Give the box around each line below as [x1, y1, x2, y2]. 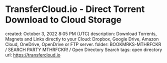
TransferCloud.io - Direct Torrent [5, 3, 145, 15]
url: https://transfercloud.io [5, 51, 61, 58]
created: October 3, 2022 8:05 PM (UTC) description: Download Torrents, [5, 30, 157, 36]
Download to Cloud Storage [5, 14, 121, 25]
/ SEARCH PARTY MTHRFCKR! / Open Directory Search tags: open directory [5, 46, 162, 52]
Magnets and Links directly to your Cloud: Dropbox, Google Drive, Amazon [5, 36, 159, 42]
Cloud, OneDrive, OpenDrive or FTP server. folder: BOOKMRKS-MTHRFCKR [5, 41, 161, 47]
